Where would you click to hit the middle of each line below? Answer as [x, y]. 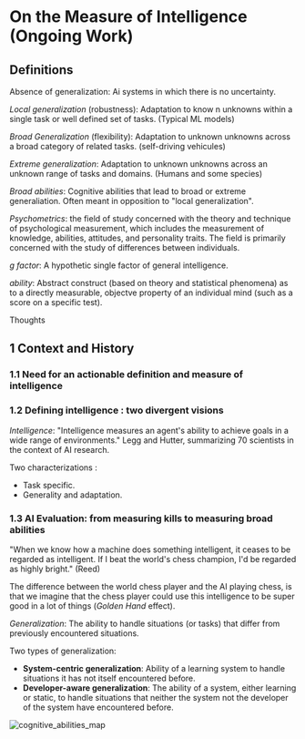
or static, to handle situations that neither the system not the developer [155, 697]
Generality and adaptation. [72, 495]
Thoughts [27, 320]
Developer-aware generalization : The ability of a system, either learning [159, 688]
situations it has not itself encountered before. [109, 678]
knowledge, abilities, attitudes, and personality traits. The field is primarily [148, 238]
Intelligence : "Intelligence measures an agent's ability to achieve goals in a [149, 430]
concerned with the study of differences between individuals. [125, 247]
